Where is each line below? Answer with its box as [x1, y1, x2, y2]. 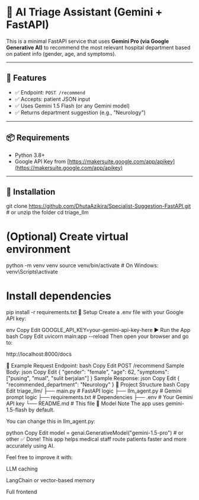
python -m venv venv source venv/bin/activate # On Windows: [6, 262, 159, 269]
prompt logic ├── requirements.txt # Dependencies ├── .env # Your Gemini [6, 394, 193, 401]
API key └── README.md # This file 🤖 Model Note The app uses [6, 400, 165, 407]
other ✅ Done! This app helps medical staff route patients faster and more [6, 436, 187, 443]
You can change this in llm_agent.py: [6, 418, 96, 425]
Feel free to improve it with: [6, 454, 73, 461]
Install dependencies [6, 289, 111, 302]
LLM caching [6, 466, 38, 473]
